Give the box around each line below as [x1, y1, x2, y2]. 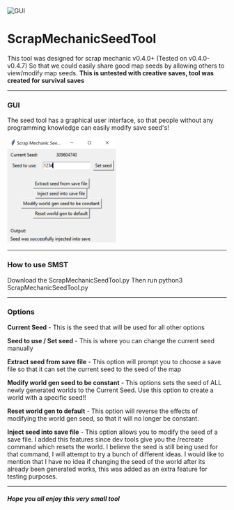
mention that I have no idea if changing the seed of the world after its [7, 457, 205, 465]
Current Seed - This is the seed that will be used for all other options [7, 323, 205, 331]
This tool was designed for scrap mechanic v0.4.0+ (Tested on [7, 54, 187, 62]
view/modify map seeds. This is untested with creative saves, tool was [7, 68, 214, 77]
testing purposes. [7, 472, 58, 481]
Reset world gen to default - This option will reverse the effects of [7, 407, 198, 415]
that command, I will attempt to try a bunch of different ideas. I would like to [7, 450, 224, 458]
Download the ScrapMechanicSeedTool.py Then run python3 [7, 276, 183, 284]
